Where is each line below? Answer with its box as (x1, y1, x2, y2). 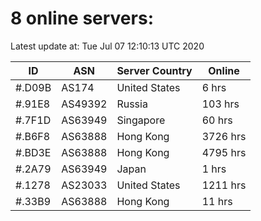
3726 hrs (201, 129, 247, 143)
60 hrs (201, 113, 233, 127)
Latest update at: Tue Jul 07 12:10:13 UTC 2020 (10, 40, 205, 52)
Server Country (116, 63, 193, 77)
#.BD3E (15, 145, 52, 159)
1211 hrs (201, 178, 247, 192)
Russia (116, 97, 148, 111)
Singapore (116, 113, 166, 127)
